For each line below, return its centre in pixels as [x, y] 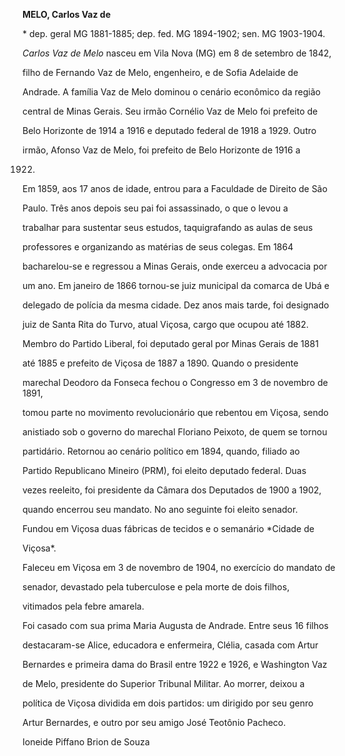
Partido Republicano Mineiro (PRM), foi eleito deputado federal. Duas [164, 470]
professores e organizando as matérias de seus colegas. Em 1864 [158, 247]
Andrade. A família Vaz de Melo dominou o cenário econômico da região [171, 92]
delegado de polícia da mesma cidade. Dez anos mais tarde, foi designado [176, 305]
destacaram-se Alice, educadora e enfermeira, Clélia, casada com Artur [170, 645]
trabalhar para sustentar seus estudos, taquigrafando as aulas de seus [168, 227]
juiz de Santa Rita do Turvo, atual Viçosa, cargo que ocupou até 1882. [165, 324]
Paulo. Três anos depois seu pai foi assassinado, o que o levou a [155, 208]
